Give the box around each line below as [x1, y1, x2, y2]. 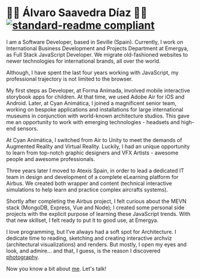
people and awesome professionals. [6, 155, 96, 162]
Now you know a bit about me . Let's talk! [6, 265, 106, 272]
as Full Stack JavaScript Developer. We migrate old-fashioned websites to [6, 51, 188, 58]
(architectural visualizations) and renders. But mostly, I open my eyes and [6, 240, 187, 248]
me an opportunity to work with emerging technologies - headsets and [6, 118, 180, 125]
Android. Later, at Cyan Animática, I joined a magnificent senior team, [6, 99, 177, 107]
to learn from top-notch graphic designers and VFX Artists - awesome [6, 149, 179, 156]
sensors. [17, 125, 39, 132]
